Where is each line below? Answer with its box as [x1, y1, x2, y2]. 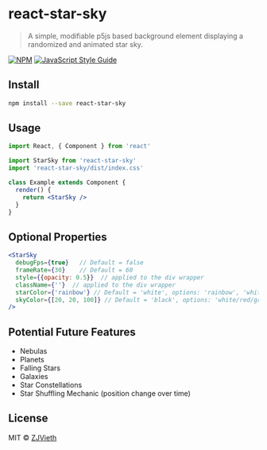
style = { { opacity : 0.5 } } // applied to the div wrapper [15, 273, 204, 281]
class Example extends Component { [8, 178, 126, 187]
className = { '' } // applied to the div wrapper [15, 280, 176, 289]
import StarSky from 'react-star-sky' [8, 157, 137, 165]
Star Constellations [19, 380, 83, 390]
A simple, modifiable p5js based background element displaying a [27, 31, 244, 41]
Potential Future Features [8, 325, 137, 338]
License [8, 412, 48, 425]
